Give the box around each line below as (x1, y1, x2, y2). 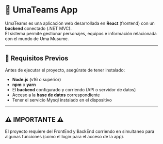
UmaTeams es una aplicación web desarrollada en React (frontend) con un (5, 20, 155, 26)
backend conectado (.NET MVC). (5, 25, 72, 31)
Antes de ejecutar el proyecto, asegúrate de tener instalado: (5, 67, 125, 73)
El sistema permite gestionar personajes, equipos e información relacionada (5, 30, 157, 36)
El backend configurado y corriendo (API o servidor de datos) (12, 86, 136, 92)
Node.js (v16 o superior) (12, 76, 62, 82)
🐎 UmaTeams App (5, 4, 78, 15)
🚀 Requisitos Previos (5, 54, 69, 62)
